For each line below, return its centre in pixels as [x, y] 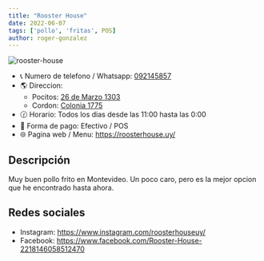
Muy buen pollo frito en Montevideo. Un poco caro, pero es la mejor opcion [132, 180]
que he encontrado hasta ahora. [61, 188]
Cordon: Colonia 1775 [67, 105]
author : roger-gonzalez [48, 38]
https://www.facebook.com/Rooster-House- [129, 240]
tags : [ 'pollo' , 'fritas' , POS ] [62, 30]
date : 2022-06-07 [37, 23]
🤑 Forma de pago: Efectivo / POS [74, 126]
